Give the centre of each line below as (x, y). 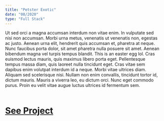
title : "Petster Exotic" (31, 10)
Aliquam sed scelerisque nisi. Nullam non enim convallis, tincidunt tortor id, (82, 75)
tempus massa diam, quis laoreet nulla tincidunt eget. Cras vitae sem (75, 64)
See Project (29, 110)
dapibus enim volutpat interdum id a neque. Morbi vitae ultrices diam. (76, 70)
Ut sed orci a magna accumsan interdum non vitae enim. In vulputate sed (80, 33)
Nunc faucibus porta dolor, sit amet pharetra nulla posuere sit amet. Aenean (82, 49)
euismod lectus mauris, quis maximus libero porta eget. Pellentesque (75, 59)
